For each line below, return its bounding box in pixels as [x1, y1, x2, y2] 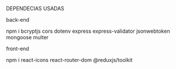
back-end [6, 16, 30, 23]
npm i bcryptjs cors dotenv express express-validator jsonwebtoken [6, 27, 171, 34]
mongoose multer [6, 34, 49, 40]
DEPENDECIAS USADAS [6, 5, 64, 12]
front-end [6, 45, 29, 52]
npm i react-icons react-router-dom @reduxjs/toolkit [6, 57, 133, 63]
